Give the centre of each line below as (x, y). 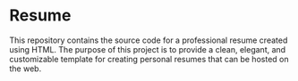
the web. (26, 69)
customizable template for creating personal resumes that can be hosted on (149, 59)
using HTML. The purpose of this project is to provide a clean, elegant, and (148, 49)
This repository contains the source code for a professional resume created (149, 40)
